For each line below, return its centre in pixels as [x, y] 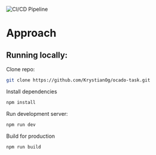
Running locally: [37, 55]
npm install [21, 102]
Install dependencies [32, 91]
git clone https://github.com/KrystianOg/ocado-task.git [78, 80]
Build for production [31, 136]
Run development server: [37, 113]
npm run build [24, 147]
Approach [31, 33]
